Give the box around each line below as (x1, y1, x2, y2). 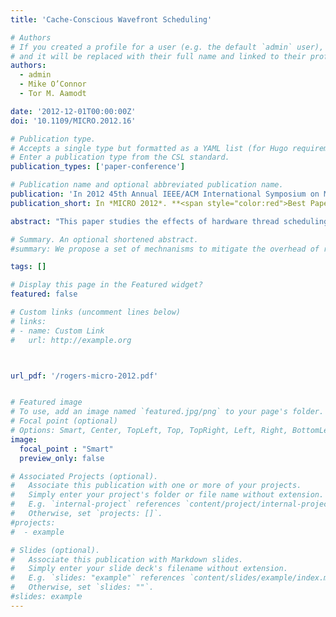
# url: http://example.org (10, 335, 132, 345)
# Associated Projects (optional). (10, 471, 159, 481)
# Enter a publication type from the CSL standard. (10, 152, 230, 163)
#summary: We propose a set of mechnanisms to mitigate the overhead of (10, 244, 320, 254)
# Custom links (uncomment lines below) (10, 307, 182, 317)
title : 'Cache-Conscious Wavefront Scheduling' (10, 14, 213, 25)
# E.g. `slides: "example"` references (10, 573, 186, 583)
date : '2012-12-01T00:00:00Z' (10, 106, 137, 116)
